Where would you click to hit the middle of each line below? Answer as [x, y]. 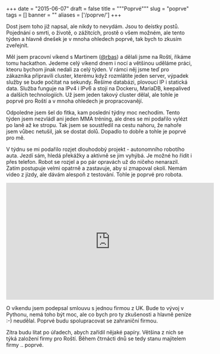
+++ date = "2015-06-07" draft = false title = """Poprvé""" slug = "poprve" [98, 9]
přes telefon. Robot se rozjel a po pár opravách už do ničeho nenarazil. [93, 162]
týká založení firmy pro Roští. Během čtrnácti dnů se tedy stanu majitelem [96, 339]
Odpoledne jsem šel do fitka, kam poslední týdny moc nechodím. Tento [93, 113]
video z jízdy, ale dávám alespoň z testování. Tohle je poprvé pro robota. [95, 174]
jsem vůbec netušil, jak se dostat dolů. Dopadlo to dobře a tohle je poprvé [96, 131]
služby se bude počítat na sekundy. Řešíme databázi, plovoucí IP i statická [97, 82]
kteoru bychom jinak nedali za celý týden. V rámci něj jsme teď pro [88, 69]
